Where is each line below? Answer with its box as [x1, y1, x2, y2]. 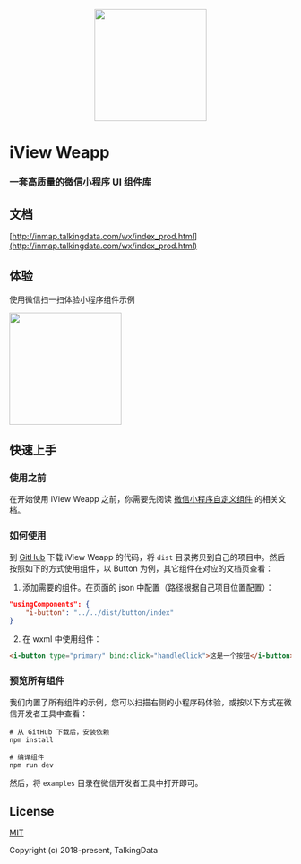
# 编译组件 [9, 753, 45, 762]
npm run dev [9, 760, 54, 770]
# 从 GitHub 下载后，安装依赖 [9, 727, 110, 737]
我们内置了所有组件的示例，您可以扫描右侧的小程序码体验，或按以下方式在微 [9, 696, 292, 707]
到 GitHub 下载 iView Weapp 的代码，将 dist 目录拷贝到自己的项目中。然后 [9, 551, 286, 562]
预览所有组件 [9, 675, 65, 687]
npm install [9, 735, 54, 744]
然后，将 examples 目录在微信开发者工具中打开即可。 [9, 777, 203, 788]
